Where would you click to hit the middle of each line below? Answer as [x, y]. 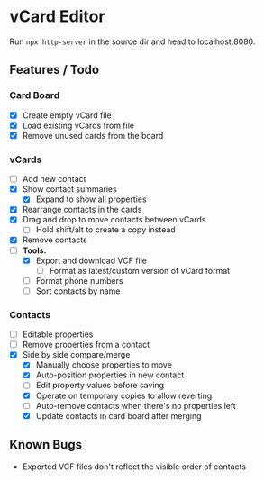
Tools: [34, 250]
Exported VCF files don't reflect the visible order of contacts [134, 467]
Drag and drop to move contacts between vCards [114, 220]
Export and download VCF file [91, 260]
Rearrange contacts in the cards [82, 210]
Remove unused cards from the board [93, 135]
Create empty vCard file [67, 115]
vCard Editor [57, 17]
